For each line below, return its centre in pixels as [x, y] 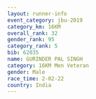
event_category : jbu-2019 [45, 20]
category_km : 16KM [34, 26]
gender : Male [26, 72]
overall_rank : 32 [33, 33]
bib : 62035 [23, 53]
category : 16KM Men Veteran [48, 66]
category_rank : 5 [33, 46]
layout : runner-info [37, 14]
